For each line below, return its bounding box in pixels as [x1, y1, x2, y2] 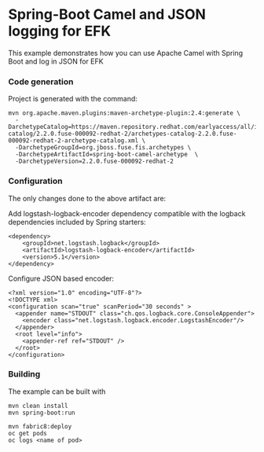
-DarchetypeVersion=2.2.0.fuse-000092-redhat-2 [15, 157, 174, 166]
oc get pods [8, 429, 47, 437]
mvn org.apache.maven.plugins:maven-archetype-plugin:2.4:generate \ [8, 109, 241, 117]
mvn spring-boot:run [8, 409, 76, 417]
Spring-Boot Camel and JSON [8, 6, 207, 24]
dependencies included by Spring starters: [8, 217, 147, 226]
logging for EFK [8, 22, 112, 40]
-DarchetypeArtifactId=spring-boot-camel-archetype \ [15, 151, 199, 159]
